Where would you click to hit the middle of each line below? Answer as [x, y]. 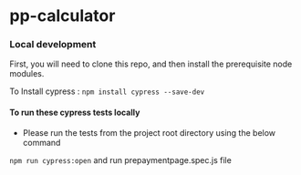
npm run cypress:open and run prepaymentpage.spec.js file [121, 160]
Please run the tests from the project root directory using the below [149, 132]
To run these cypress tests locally [75, 113]
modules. [27, 74]
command [42, 142]
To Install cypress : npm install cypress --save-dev [107, 91]
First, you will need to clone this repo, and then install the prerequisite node [151, 64]
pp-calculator [62, 16]
